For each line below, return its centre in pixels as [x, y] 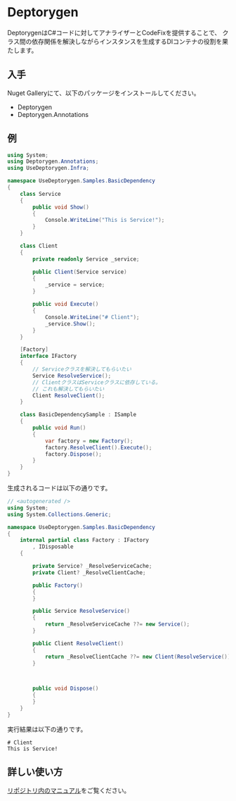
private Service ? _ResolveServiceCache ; [92, 566]
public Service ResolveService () [81, 611]
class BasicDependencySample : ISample [78, 415]
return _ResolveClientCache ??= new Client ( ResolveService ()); [139, 657]
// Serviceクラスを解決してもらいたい [82, 370]
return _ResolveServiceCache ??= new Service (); [117, 624]
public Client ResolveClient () [78, 643]
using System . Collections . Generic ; [59, 514]
